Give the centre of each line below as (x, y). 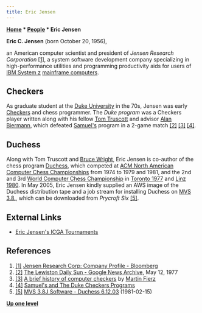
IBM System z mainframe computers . (53, 72)
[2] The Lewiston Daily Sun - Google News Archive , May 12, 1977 (96, 272)
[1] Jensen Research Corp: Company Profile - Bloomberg (86, 266)
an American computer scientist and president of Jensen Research (90, 53)
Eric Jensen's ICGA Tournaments (57, 232)
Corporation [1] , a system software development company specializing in (98, 59)
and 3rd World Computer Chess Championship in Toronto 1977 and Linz (96, 179)
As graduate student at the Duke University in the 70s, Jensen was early (97, 106)
